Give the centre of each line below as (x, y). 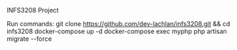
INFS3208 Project (33, 10)
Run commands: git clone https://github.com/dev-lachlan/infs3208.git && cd (118, 24)
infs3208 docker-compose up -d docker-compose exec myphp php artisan (117, 31)
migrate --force (30, 39)
